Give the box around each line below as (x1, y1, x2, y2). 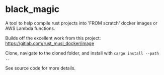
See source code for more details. (5, 65, 76, 71)
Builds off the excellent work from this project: (5, 35, 101, 41)
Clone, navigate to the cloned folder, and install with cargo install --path (5, 50, 159, 56)
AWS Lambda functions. (5, 25, 55, 31)
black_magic (5, 3, 60, 15)
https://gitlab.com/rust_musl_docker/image (5, 40, 95, 46)
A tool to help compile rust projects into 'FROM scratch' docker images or (5, 20, 157, 26)
